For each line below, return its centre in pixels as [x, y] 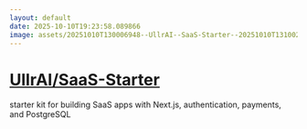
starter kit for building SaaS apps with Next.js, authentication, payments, [145, 104]
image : [22, 35]
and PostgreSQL [40, 114]
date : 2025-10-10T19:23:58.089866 [75, 26]
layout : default [40, 18]
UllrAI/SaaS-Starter [85, 79]
